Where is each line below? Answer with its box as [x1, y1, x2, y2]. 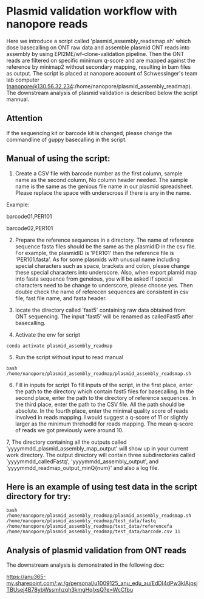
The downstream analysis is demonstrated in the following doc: [6, 561, 165, 569]
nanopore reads [6, 17, 88, 31]
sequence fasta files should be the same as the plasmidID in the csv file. [15, 242, 196, 250]
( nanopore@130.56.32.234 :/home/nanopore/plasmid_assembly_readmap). [6, 82, 192, 89]
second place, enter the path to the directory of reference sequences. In [15, 394, 196, 401]
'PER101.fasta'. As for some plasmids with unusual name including [15, 256, 180, 263]
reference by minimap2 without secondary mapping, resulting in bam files [6, 63, 191, 71]
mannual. [6, 96, 30, 103]
